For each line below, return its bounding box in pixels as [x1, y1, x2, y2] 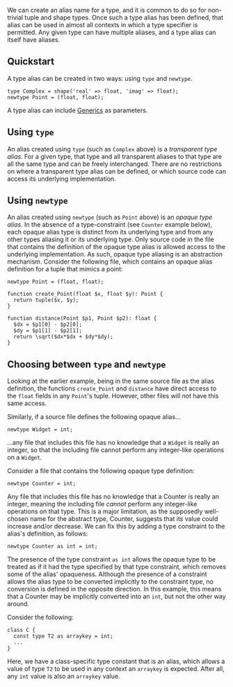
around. [7, 600, 30, 608]
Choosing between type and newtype [7, 358, 166, 370]
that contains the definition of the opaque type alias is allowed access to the [7, 243, 226, 251]
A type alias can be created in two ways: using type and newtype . [7, 74, 193, 82]
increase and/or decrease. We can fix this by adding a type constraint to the [7, 522, 225, 531]
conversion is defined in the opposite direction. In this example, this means [7, 585, 222, 594]
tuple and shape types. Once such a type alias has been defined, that [24, 13, 224, 22]
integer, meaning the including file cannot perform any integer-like [7, 500, 198, 508]
